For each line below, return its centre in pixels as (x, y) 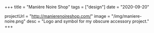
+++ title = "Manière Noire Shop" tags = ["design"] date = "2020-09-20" (77, 7)
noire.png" (15, 21)
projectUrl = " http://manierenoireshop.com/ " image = (57, 16)
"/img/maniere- (126, 16)
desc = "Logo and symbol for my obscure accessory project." (88, 21)
